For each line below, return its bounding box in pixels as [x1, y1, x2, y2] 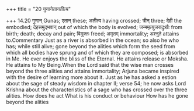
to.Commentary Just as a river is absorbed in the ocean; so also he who [6, 37, 179, 44]
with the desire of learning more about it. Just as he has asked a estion [6, 74, 177, 81]
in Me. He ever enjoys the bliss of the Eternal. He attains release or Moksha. [6, 55, 189, 62]
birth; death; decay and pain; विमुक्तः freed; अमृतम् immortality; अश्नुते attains [6, 30, 179, 37]
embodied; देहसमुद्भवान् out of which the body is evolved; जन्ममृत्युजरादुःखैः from [6, 24, 183, 30]
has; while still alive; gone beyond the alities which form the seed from [6, 43, 175, 49]
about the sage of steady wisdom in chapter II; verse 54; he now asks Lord [6, 80, 186, 87]
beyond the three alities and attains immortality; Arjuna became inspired [6, 67, 179, 74]
